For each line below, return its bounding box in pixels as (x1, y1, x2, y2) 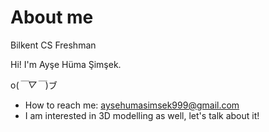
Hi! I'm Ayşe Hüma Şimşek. (10, 58, 122, 70)
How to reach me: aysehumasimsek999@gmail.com (24, 99, 240, 111)
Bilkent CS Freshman (10, 39, 97, 51)
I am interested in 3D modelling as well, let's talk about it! (24, 109, 260, 121)
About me (10, 6, 94, 29)
